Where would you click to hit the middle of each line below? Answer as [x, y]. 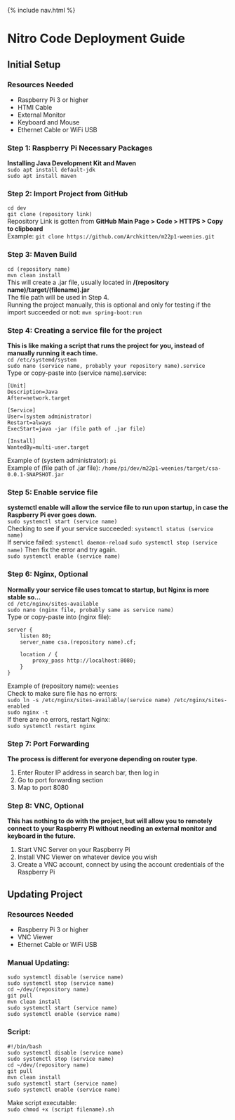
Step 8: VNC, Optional [46, 806]
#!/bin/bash [25, 1046]
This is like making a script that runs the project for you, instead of [106, 346]
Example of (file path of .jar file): [54, 468]
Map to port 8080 [43, 787]
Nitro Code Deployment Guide [96, 39]
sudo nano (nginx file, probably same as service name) [90, 610]
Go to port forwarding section [60, 779]
